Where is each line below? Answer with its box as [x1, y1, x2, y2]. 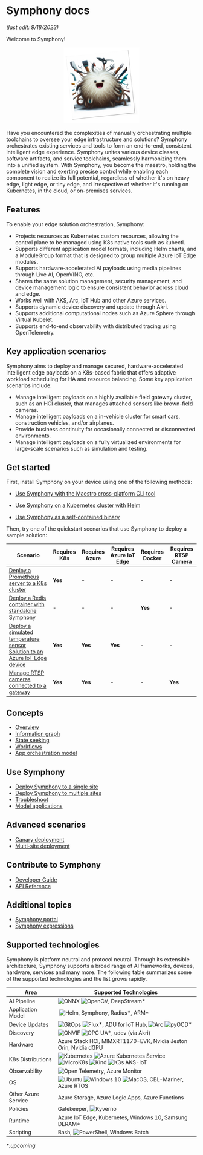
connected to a [8, 682, 47, 689]
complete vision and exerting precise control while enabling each [6, 168, 169, 175]
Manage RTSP [8, 669, 45, 676]
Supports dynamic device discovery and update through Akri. [14, 303, 169, 310]
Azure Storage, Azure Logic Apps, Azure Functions [57, 1093, 184, 1101]
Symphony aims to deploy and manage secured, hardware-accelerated [6, 362, 184, 370]
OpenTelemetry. [14, 329, 55, 336]
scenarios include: [6, 382, 53, 389]
